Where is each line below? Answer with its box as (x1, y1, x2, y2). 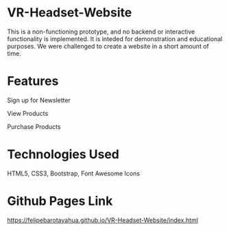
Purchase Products (7, 122, 61, 131)
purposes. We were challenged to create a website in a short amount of (7, 42, 209, 50)
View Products (7, 109, 49, 117)
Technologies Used (7, 147, 120, 162)
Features (7, 73, 59, 89)
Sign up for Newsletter (7, 96, 71, 104)
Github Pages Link (7, 193, 113, 208)
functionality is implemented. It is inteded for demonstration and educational (7, 34, 223, 42)
